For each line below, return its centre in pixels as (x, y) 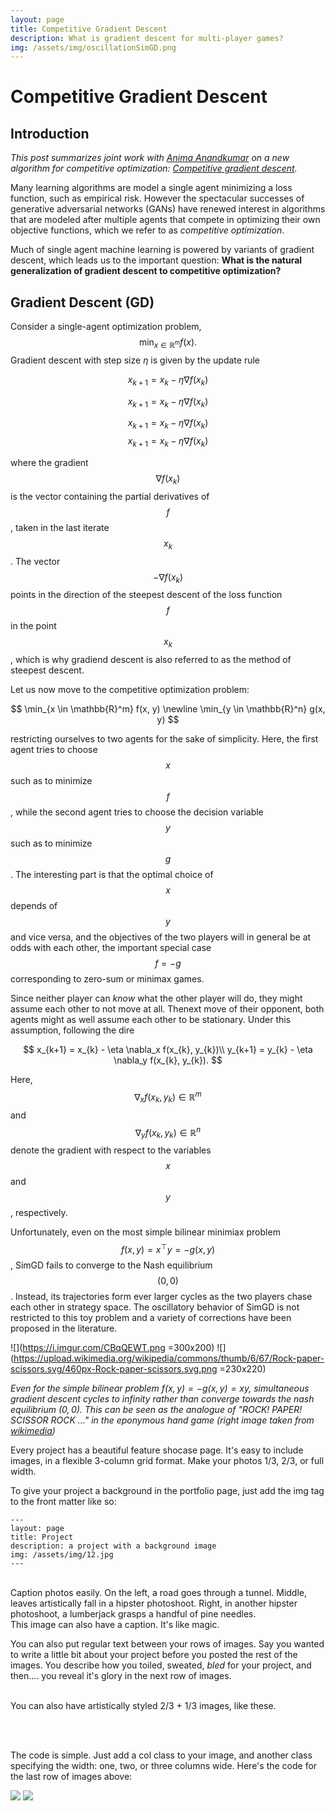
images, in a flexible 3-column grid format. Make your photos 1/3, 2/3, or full (167, 1460)
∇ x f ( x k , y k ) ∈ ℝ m (168, 1097)
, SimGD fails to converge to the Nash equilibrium (111, 1265)
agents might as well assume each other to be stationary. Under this (151, 1020)
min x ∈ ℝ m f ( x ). (168, 343)
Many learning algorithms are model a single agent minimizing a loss (151, 188)
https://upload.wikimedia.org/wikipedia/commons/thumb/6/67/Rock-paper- (169, 1358)
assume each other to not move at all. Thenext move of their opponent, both (167, 1009)
